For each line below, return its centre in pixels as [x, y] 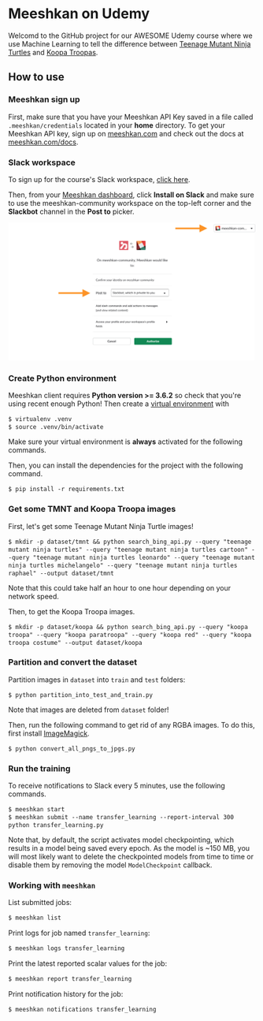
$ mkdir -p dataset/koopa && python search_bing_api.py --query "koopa [128, 627]
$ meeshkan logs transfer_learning [67, 948]
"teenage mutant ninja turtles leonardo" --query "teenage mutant [144, 557]
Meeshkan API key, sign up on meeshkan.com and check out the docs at [126, 133]
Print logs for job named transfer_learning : [79, 933]
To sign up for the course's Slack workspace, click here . [99, 179]
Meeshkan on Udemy [79, 14]
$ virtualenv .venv [40, 419]
